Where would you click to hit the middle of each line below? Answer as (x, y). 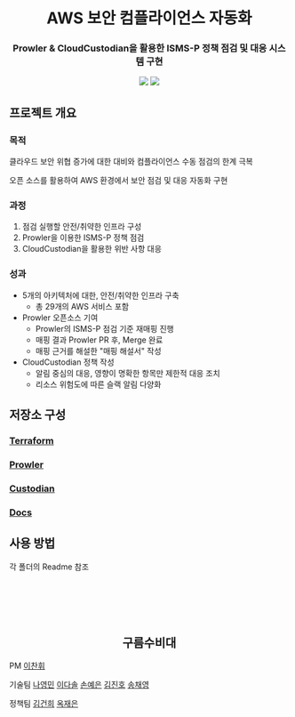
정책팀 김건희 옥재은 (44, 704)
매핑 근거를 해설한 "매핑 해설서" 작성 (98, 350)
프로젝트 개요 (43, 113)
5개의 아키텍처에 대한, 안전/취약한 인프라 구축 (100, 295)
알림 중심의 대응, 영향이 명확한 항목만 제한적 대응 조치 (128, 373)
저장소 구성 (38, 415)
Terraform (32, 441)
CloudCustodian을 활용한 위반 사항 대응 (92, 249)
